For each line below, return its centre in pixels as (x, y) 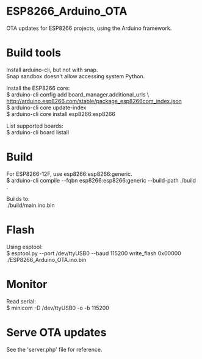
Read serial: (21, 301)
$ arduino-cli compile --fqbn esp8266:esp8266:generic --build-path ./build (101, 180)
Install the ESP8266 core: (38, 88)
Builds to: (18, 198)
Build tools (34, 53)
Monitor (27, 284)
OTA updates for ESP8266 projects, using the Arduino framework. (89, 28)
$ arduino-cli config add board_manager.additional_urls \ (78, 94)
